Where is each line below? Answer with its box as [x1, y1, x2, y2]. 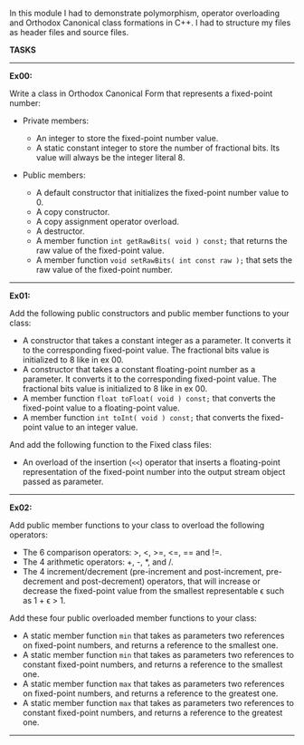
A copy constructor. [35, 207, 110, 217]
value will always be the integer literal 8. [35, 152, 185, 162]
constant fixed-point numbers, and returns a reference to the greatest [22, 707, 283, 718]
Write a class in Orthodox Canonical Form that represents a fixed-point [9, 88, 273, 99]
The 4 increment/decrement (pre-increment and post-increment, [22, 566, 264, 576]
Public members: [22, 169, 86, 180]
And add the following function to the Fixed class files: [9, 440, 213, 450]
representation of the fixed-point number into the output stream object [22, 467, 286, 477]
